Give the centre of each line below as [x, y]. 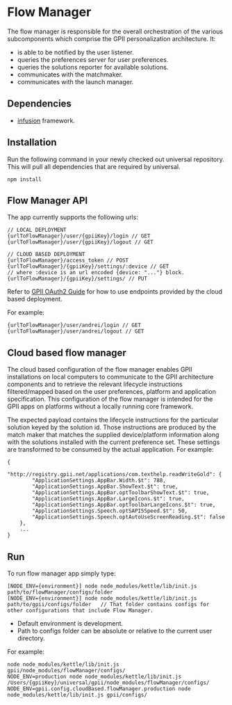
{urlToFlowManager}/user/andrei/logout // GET [76, 331]
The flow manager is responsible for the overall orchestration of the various [115, 31]
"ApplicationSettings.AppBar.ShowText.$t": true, [105, 487]
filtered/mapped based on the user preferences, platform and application [112, 392]
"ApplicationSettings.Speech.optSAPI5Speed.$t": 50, [110, 511]
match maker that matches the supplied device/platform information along [113, 435]
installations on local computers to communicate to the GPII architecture [110, 377]
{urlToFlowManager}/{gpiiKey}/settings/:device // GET [88, 267]
